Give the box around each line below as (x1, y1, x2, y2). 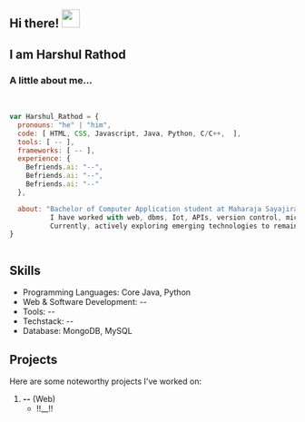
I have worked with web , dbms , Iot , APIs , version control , (49, 212, 282, 222)
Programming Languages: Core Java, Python (22, 287, 192, 298)
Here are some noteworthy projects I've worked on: (9, 376, 202, 387)
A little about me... (9, 74, 93, 86)
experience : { (17, 154, 71, 163)
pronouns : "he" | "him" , (17, 120, 112, 130)
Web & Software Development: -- (22, 297, 148, 308)
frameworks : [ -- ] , (17, 146, 95, 155)
